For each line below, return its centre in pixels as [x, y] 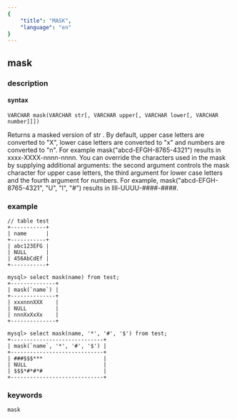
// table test [29, 221]
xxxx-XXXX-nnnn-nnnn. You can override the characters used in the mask [117, 157]
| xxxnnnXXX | [33, 303]
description [28, 83]
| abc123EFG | [29, 246]
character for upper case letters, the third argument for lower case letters [115, 173]
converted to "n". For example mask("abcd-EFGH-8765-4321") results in [114, 150]
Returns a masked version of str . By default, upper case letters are [106, 135]
